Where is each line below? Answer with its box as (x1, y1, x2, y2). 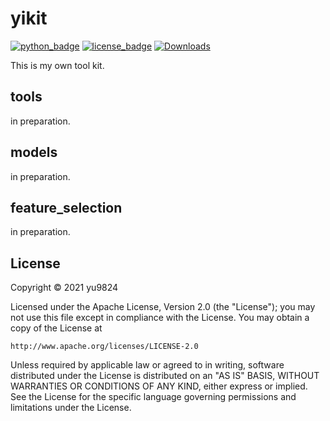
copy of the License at (10, 322, 103, 334)
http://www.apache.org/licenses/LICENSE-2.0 (10, 342, 199, 352)
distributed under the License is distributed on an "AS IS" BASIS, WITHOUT (10, 370, 320, 382)
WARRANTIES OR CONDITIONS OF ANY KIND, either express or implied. (10, 380, 308, 392)
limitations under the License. (10, 402, 132, 414)
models (10, 144, 58, 161)
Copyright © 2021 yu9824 (10, 282, 119, 294)
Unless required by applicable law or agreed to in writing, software (10, 359, 285, 371)
